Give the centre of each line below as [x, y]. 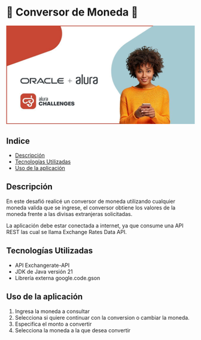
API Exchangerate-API [42, 265]
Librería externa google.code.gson [57, 278]
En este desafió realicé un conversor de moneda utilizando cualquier [91, 201]
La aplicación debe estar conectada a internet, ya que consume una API [95, 225]
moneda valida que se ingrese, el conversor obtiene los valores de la [91, 207]
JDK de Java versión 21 [44, 271]
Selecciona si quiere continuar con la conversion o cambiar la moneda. [102, 317]
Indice [18, 141]
